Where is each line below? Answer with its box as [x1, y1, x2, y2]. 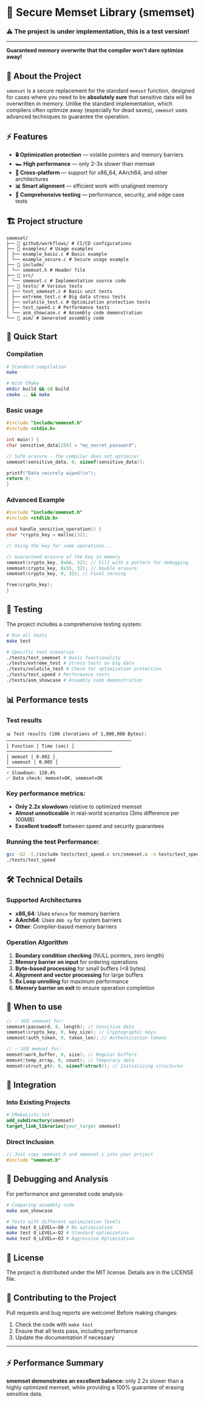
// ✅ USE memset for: [6, 1046, 63, 1052]
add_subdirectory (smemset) [6, 1117, 75, 1124]
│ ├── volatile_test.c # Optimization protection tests [6, 299, 151, 305]
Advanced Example [6, 496, 65, 505]
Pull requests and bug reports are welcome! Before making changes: [6, 1309, 178, 1316]
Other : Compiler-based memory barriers [15, 922, 117, 930]
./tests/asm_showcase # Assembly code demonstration [6, 678, 143, 684]
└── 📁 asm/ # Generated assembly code [6, 315, 104, 321]
